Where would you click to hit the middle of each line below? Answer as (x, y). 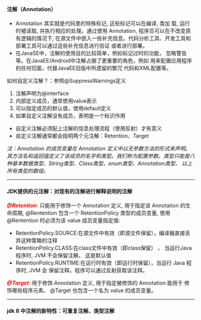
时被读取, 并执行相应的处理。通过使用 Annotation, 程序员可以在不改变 (101, 31)
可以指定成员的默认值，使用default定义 (63, 108)
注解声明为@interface (42, 94)
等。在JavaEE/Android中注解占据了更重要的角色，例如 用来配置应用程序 (104, 61)
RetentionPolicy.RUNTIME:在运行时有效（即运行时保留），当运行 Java (100, 263)
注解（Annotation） (32, 9)
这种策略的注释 (39, 241)
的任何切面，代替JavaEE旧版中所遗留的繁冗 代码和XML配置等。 (93, 68)
